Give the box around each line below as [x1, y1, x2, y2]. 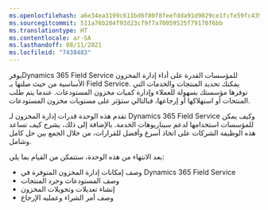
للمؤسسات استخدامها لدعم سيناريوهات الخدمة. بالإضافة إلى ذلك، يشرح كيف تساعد [9, 120, 254, 129]
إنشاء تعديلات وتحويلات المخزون [20, 185, 115, 193]
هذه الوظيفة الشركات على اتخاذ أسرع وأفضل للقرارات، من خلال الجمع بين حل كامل [9, 128, 256, 138]
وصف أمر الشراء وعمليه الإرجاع [20, 192, 115, 202]
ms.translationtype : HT [9, 26, 88, 34]
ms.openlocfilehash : [9, 11, 78, 20]
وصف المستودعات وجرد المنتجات [20, 176, 120, 185]
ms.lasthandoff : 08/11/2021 [9, 41, 103, 49]
